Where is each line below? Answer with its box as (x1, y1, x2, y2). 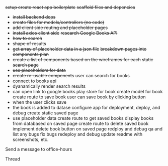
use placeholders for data (12, 67, 66, 73)
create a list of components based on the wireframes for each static (12, 57, 153, 62)
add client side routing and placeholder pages (12, 25, 108, 31)
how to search (12, 35, 43, 41)
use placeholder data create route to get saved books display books (12, 115, 154, 121)
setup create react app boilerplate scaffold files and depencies (5, 5, 135, 10)
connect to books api (12, 78, 57, 84)
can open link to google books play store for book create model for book (12, 89, 163, 94)
